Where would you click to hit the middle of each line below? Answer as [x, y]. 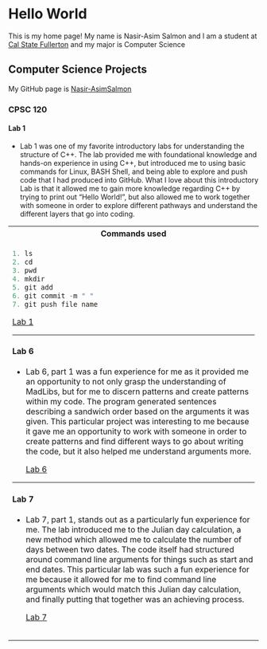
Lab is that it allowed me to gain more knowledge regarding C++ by [130, 188]
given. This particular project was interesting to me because [137, 422]
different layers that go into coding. [77, 214]
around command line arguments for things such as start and [139, 560]
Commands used [133, 234]
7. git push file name [55, 304]
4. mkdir [29, 279]
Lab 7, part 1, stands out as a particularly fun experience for [138, 520]
